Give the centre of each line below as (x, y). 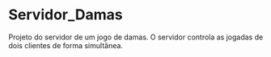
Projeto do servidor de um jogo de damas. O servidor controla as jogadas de (136, 37)
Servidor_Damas (66, 15)
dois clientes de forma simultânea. (66, 45)
